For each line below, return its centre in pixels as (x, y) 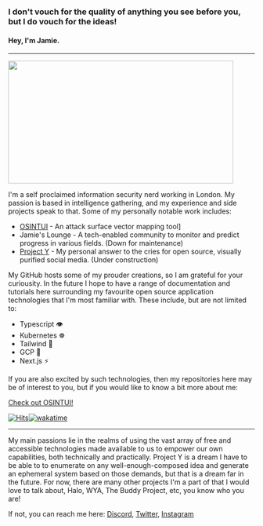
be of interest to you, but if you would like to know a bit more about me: (123, 388)
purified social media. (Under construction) (89, 260)
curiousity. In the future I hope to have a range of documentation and (119, 283)
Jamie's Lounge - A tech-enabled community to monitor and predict (130, 235)
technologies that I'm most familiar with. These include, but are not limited (127, 300)
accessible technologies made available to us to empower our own (115, 449)
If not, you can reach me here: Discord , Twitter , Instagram (101, 514)
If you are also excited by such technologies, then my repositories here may (130, 379)
